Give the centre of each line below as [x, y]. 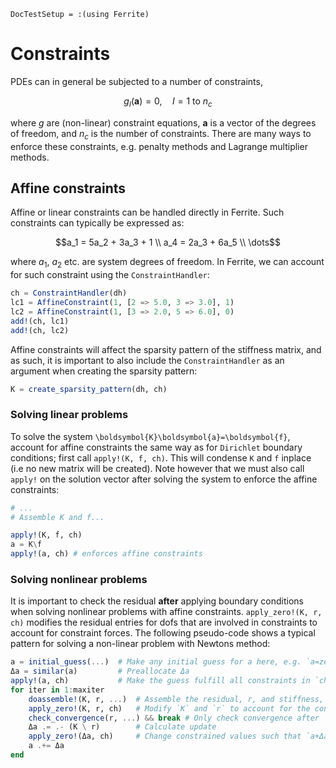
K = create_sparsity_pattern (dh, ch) [89, 389]
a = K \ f [26, 545]
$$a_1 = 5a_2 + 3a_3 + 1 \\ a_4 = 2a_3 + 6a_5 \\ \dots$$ [168, 242]
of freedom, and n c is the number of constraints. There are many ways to [161, 134]
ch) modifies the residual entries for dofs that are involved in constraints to [164, 622]
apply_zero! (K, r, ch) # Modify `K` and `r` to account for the [169, 708]
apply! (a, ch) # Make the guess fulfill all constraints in [160, 681]
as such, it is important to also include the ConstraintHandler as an [147, 360]
